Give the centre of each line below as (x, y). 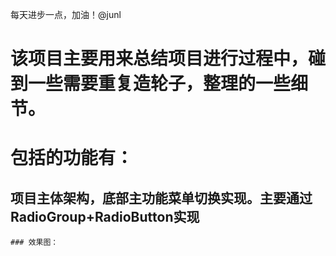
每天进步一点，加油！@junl (66, 14)
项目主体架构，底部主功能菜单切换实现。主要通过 (161, 198)
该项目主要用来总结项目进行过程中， (159, 59)
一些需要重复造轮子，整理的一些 (160, 84)
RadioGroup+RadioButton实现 (105, 216)
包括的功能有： (72, 158)
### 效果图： (34, 243)
